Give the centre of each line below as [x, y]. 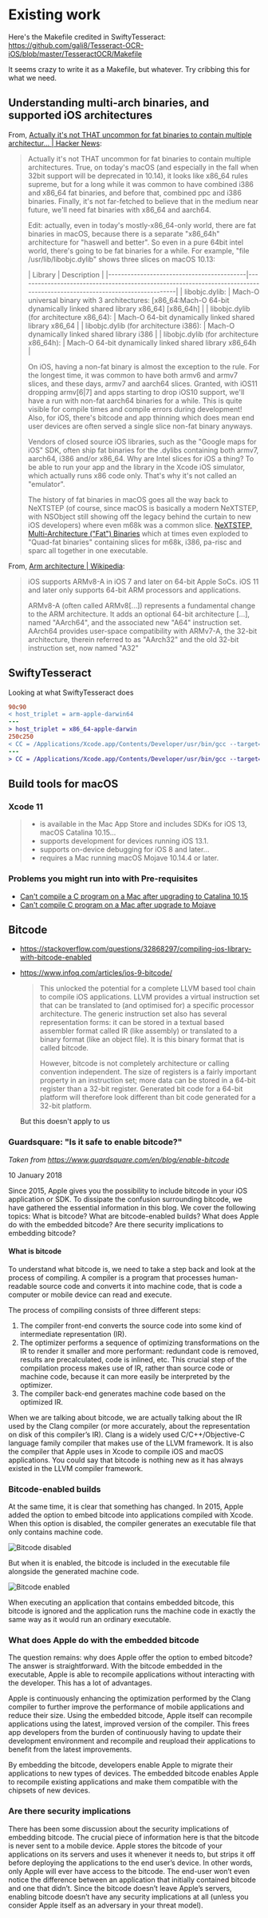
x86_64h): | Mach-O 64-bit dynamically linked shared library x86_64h [142, 342]
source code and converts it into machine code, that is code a [140, 1286]
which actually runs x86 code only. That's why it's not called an [132, 475]
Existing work [55, 15]
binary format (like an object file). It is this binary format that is [142, 1039]
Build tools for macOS [63, 784]
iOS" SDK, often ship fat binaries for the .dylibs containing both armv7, [143, 450]
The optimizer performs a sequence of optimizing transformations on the [140, 1342]
